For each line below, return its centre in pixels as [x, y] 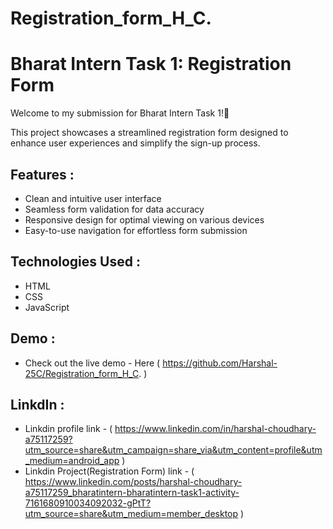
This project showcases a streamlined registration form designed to [149, 133]
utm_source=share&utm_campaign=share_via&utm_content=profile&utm [173, 450]
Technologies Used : [75, 262]
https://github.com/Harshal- [220, 363]
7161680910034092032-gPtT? [88, 503]
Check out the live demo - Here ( [92, 363]
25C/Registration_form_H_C [82, 373]
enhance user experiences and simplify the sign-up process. [135, 143]
